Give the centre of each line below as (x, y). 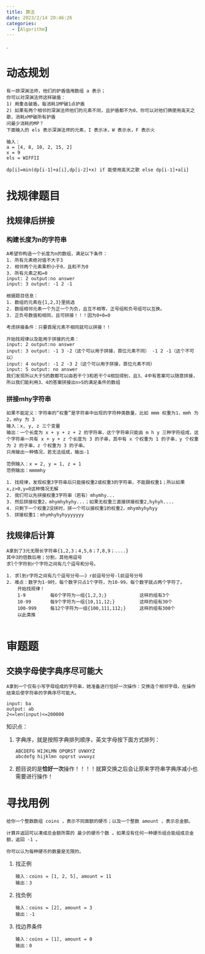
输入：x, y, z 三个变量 (33, 426)
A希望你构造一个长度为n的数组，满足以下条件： (57, 254)
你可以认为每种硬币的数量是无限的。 (45, 852)
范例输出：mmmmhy (26, 471)
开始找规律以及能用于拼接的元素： (43, 339)
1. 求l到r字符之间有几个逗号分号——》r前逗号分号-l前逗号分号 (75, 576)
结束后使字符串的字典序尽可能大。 (43, 693)
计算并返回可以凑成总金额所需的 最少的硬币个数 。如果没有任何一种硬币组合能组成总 (98, 833)
